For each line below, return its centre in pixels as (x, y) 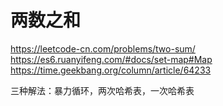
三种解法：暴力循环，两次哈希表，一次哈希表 (102, 90)
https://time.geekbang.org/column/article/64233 (111, 70)
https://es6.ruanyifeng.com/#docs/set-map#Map (111, 59)
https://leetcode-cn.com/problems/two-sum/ (103, 48)
